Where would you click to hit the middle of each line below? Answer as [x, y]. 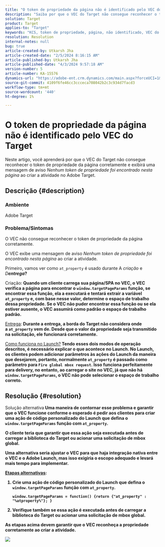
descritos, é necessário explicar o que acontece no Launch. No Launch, [80, 349]
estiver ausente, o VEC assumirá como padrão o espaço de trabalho [76, 309]
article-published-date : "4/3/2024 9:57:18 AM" [55, 64]
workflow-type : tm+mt [27, 87]
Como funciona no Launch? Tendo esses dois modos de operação [73, 344]
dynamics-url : [20, 78]
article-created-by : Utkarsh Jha [39, 51]
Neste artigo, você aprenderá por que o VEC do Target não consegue [75, 160]
